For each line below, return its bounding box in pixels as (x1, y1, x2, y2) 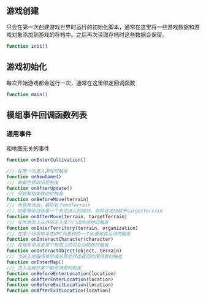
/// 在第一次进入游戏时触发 (6, 168, 68, 174)
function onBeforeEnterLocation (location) (6, 270, 116, 277)
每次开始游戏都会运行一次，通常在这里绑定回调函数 (6, 79, 135, 86)
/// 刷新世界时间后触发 (6, 180, 59, 186)
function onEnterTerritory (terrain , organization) (6, 225, 139, 231)
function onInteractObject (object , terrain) (6, 248, 122, 254)
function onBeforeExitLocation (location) (6, 282, 114, 288)
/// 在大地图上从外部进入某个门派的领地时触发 (6, 219, 109, 225)
